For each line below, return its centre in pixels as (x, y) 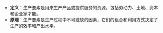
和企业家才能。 (25, 14)
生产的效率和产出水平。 (34, 26)
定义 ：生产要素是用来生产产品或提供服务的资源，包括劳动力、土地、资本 (84, 8)
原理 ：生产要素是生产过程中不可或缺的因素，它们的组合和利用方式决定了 (84, 20)
